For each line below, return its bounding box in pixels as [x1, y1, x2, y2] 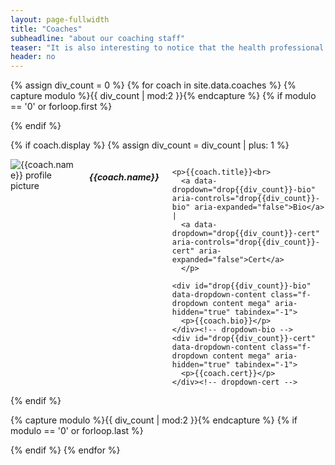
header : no [10, 52, 56, 62]
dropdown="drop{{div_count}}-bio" [171, 185, 316, 195]
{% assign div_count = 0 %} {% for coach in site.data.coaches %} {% [10, 79, 297, 91]
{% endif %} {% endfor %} [10, 444, 121, 456]
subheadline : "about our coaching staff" [10, 33, 186, 43]
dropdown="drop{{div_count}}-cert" [171, 229, 320, 239]
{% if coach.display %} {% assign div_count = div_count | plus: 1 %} [10, 139, 290, 151]
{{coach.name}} [88, 171, 160, 183]
